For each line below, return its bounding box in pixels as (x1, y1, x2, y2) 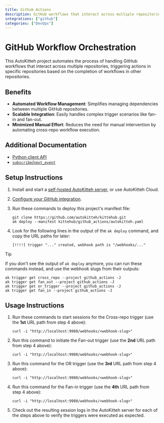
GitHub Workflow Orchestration (5, 42, 136, 53)
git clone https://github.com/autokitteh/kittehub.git (12, 215, 126, 220)
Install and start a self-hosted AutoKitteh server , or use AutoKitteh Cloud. (12, 187, 159, 192)
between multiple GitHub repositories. (12, 106, 89, 112)
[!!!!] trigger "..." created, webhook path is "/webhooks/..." (12, 242, 146, 247)
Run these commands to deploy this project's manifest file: (12, 205, 131, 211)
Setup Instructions (5, 173, 63, 182)
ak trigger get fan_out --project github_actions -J (5, 280, 115, 284)
